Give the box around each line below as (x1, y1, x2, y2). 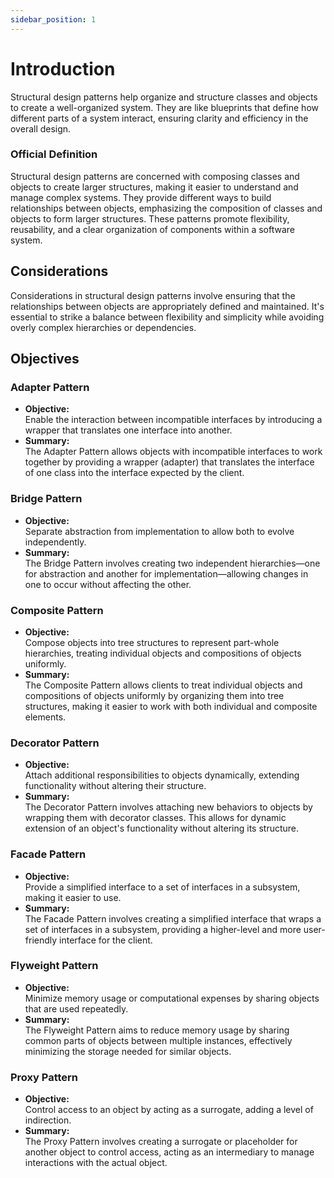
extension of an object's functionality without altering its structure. (24, 822, 300, 835)
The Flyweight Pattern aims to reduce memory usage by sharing (24, 1024, 290, 1036)
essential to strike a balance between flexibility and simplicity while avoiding (10, 311, 325, 323)
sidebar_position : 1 (10, 14, 97, 25)
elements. (24, 711, 67, 723)
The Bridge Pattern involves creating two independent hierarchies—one (24, 557, 321, 569)
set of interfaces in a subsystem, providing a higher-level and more (24, 923, 302, 935)
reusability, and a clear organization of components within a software (10, 223, 295, 235)
